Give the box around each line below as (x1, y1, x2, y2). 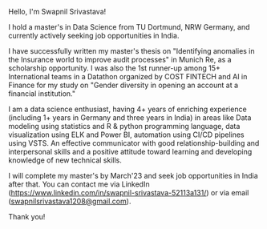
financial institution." (8, 89, 76, 98)
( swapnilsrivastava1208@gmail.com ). (8, 196, 131, 206)
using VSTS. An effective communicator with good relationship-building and (8, 139, 260, 147)
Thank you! (8, 212, 46, 221)
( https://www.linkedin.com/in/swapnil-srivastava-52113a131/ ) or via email (8, 188, 249, 197)
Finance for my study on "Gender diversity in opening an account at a (8, 80, 239, 90)
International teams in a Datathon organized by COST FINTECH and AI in (8, 72, 248, 81)
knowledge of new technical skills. (8, 155, 122, 165)
